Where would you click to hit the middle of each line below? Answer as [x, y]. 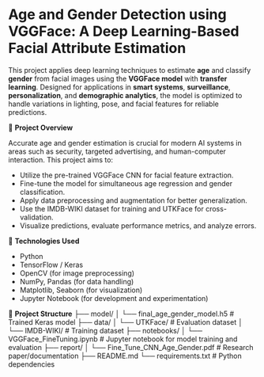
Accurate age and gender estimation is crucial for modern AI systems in [125, 143]
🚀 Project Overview [41, 128]
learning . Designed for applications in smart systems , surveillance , [119, 87]
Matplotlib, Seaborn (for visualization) [81, 290]
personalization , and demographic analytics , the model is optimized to [125, 95]
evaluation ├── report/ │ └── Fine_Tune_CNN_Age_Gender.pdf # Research [131, 347]
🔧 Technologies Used [44, 241]
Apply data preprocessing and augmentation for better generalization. [133, 200]
